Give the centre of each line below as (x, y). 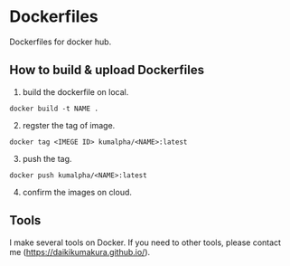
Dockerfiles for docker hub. (61, 42)
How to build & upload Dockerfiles (107, 70)
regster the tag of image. (69, 125)
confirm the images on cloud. (77, 192)
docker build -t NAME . (54, 109)
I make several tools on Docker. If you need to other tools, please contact (145, 242)
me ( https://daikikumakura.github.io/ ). (80, 252)
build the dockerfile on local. (75, 91)
